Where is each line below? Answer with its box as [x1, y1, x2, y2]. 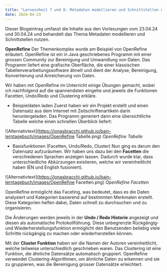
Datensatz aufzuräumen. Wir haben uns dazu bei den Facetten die [12, 148, 149, 154]
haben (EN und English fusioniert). [12, 164, 83, 170]
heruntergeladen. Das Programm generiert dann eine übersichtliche [12, 113, 151, 119]
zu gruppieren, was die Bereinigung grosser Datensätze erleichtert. [5, 261, 143, 267]
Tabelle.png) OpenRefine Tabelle [76, 133, 143, 139]
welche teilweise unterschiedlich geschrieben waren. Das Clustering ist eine [5, 245, 162, 251]
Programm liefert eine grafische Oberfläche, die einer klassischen [5, 62, 140, 68]
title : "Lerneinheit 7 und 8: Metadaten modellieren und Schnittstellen [5, 7, 159, 12]
